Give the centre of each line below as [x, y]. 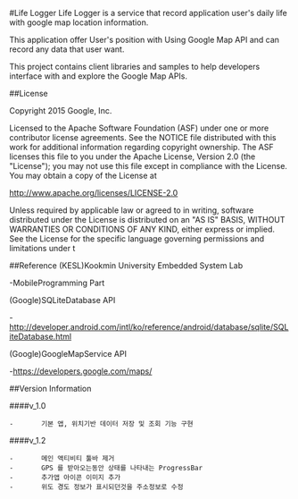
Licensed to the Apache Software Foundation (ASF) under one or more [139, 128]
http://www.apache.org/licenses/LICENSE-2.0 [94, 193]
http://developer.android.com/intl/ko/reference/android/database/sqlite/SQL [149, 327]
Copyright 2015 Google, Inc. [61, 110]
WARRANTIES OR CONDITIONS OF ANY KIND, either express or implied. [142, 229]
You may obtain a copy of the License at [83, 175]
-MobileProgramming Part [57, 283]
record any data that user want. [67, 49]
